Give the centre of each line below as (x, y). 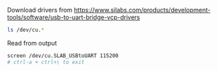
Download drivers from (40, 10)
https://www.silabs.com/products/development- (142, 10)
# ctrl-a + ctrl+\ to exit (46, 62)
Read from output (32, 43)
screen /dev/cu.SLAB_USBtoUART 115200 (63, 55)
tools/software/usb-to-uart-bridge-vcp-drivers (73, 17)
